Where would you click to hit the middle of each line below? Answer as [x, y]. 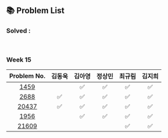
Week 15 [19, 60]
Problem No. [27, 76]
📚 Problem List [36, 11]
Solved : [19, 31]
